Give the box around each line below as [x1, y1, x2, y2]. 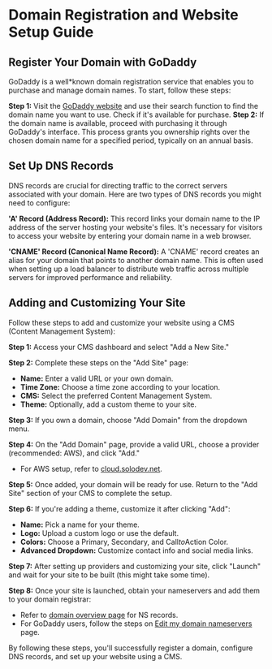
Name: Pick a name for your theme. [19, 520, 140, 529]
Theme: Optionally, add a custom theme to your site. [19, 399, 197, 409]
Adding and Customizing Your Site [8, 296, 186, 310]
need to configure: [8, 197, 71, 208]
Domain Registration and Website [8, 6, 240, 24]
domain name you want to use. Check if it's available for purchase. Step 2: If [8, 110, 265, 119]
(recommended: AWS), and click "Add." [8, 448, 140, 458]
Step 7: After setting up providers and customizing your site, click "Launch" [8, 561, 261, 571]
